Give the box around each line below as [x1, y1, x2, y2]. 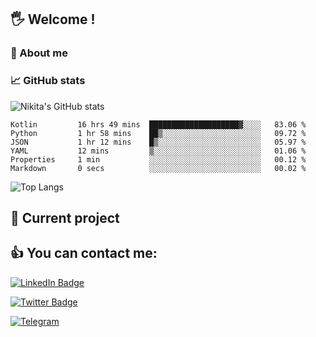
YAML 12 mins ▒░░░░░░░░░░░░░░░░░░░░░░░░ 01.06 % [10, 146, 307, 156]
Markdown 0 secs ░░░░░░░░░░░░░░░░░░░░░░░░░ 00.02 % [10, 163, 307, 173]
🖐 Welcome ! [10, 11, 96, 28]
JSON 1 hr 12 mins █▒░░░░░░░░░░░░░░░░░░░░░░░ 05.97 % [10, 137, 307, 147]
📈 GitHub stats [10, 74, 86, 88]
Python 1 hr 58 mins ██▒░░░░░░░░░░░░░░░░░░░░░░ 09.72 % [10, 128, 307, 138]
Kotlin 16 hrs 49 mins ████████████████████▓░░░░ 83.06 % [10, 119, 307, 130]
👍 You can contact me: [10, 245, 158, 262]
